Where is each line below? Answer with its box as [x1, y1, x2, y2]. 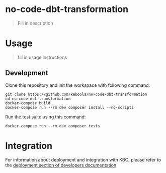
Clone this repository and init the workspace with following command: [5, 82, 150, 88]
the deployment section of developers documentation [5, 162, 117, 168]
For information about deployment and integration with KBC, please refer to [5, 156, 161, 162]
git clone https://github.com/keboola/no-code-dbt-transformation [5, 92, 147, 97]
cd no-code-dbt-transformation [5, 96, 71, 101]
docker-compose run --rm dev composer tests [5, 123, 100, 128]
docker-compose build [5, 100, 51, 106]
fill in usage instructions [17, 54, 67, 60]
